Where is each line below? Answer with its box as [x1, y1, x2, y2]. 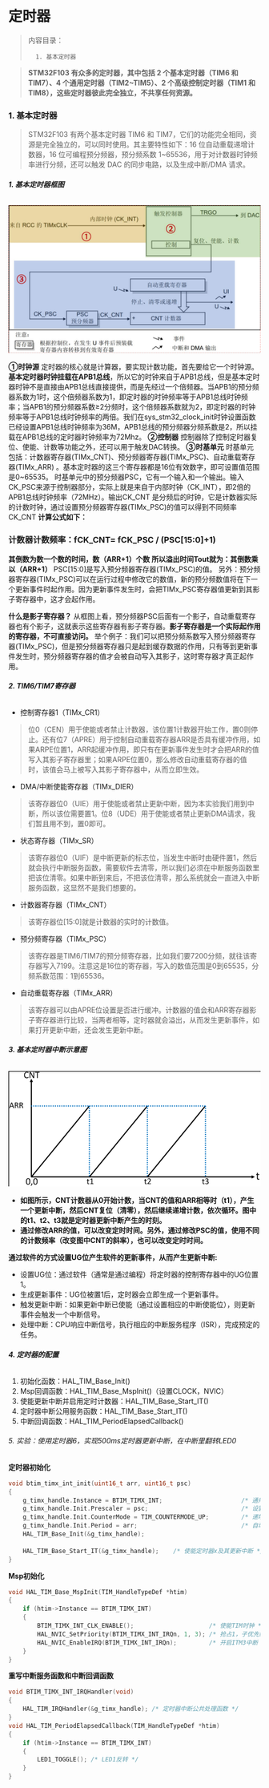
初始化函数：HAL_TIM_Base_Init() [19, 1376, 130, 1386]
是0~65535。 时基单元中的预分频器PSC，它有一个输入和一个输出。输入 [8, 472, 244, 482]
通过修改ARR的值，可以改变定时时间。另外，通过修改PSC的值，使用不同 [19, 1225, 260, 1235]
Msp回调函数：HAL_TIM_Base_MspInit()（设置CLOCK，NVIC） [19, 1386, 228, 1395]
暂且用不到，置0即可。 [34, 818, 110, 828]
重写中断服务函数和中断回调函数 [8, 1671, 114, 1681]
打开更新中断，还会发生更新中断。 [34, 1025, 148, 1035]
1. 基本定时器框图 [8, 180, 65, 189]
